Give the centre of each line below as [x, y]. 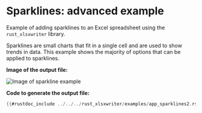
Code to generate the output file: [48, 93]
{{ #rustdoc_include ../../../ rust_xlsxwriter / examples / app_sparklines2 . [99, 104]
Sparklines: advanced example [85, 11]
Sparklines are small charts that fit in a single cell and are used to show [94, 45]
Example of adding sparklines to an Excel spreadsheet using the [86, 28]
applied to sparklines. [33, 58]
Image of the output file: [37, 69]
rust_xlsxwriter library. [36, 33]
